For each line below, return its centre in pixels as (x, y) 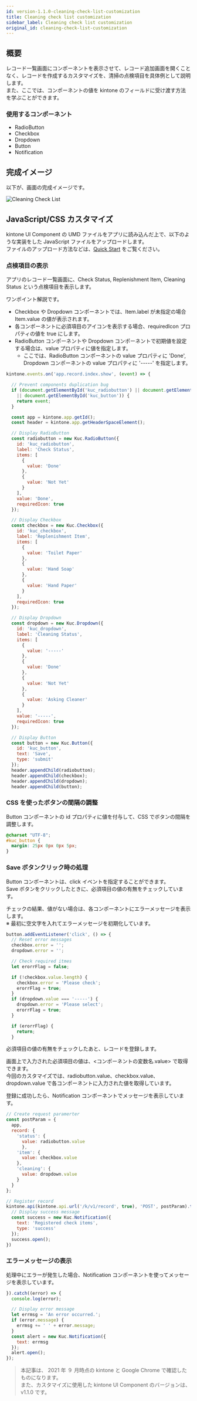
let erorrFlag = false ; (40, 966)
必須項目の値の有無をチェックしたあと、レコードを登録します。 (83, 1049)
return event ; (34, 401)
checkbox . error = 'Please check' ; (59, 983)
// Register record (30, 1201)
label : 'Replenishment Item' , (54, 537)
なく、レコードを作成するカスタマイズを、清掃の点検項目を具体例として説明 (98, 76)
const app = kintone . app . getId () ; (53, 417)
